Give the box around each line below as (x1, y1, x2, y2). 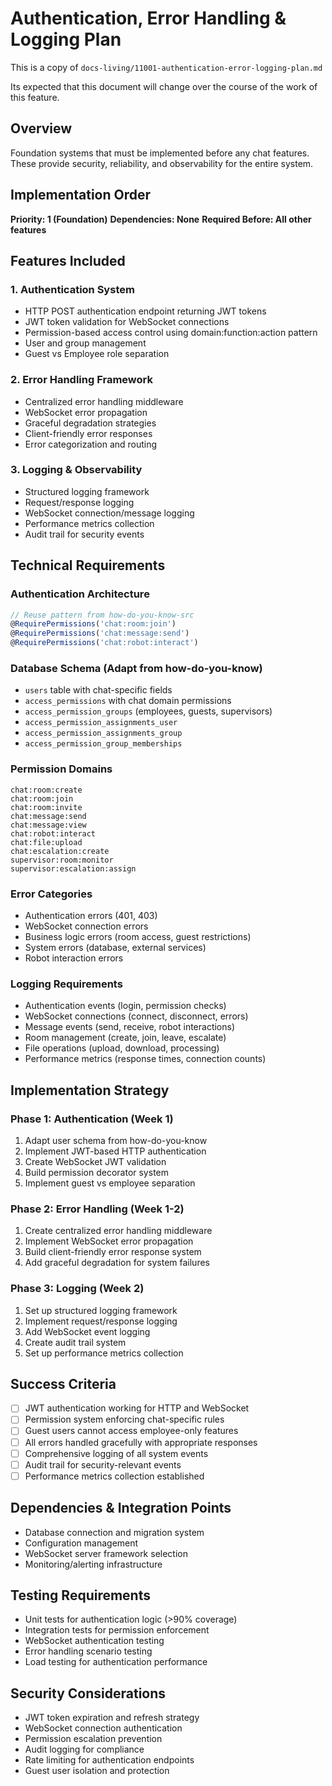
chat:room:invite (10, 802, 83, 812)
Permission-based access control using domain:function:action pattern (24, 327, 318, 339)
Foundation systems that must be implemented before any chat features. (10, 147, 310, 159)
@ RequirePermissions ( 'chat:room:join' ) (10, 619, 177, 629)
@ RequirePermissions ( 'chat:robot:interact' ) (10, 638, 199, 648)
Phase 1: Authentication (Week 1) (10, 1112, 174, 1126)
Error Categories (10, 887, 93, 901)
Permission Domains (10, 762, 113, 776)
